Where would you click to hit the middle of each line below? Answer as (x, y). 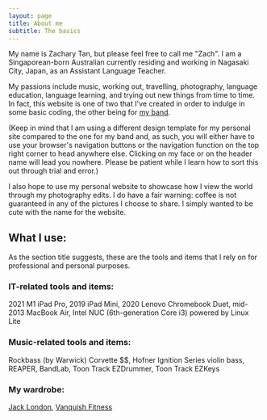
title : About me (35, 23)
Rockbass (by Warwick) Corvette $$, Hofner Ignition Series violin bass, (126, 359)
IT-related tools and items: (61, 287)
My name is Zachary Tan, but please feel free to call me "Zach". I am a (125, 54)
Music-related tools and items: (70, 342)
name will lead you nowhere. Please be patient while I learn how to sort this (133, 162)
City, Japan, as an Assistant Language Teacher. (88, 71)
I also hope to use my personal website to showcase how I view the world (131, 187)
